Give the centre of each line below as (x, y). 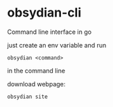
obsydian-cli (44, 13)
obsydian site (28, 97)
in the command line (36, 70)
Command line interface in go (50, 32)
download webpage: (36, 84)
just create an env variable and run (57, 45)
